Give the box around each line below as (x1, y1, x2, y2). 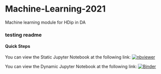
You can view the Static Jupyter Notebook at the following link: (5, 54, 131, 60)
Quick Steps (5, 44, 31, 49)
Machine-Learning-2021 (5, 3, 106, 15)
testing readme (5, 31, 42, 38)
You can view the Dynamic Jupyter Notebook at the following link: (5, 64, 137, 70)
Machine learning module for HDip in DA (5, 19, 86, 25)
